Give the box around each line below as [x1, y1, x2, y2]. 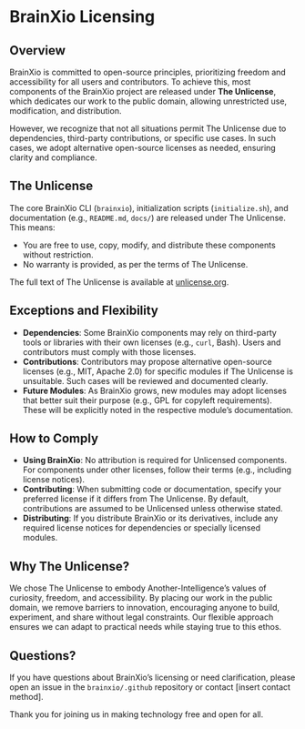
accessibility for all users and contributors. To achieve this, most [9, 76, 251, 87]
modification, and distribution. [9, 106, 122, 116]
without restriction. [22, 248, 94, 260]
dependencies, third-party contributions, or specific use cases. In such [9, 133, 276, 143]
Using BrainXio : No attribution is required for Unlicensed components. [22, 455, 288, 466]
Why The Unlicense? [9, 558, 130, 574]
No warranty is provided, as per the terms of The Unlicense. [22, 258, 249, 269]
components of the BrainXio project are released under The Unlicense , [9, 86, 276, 96]
